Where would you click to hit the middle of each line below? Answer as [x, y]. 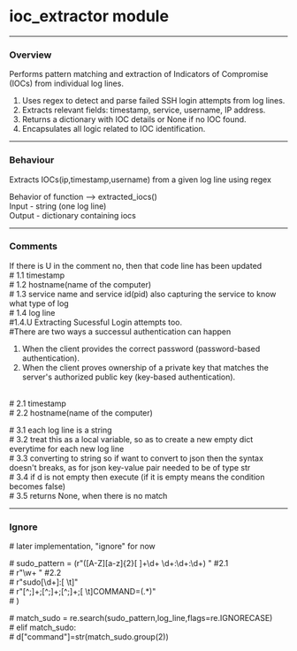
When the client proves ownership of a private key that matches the [145, 367]
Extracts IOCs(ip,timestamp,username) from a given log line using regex [141, 180]
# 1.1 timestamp [37, 275]
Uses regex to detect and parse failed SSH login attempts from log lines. [153, 101]
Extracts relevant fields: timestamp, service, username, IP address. [144, 110]
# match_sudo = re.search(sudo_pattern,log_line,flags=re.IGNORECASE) [141, 618]
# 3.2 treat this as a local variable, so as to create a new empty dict [131, 439]
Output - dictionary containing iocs [73, 215]
